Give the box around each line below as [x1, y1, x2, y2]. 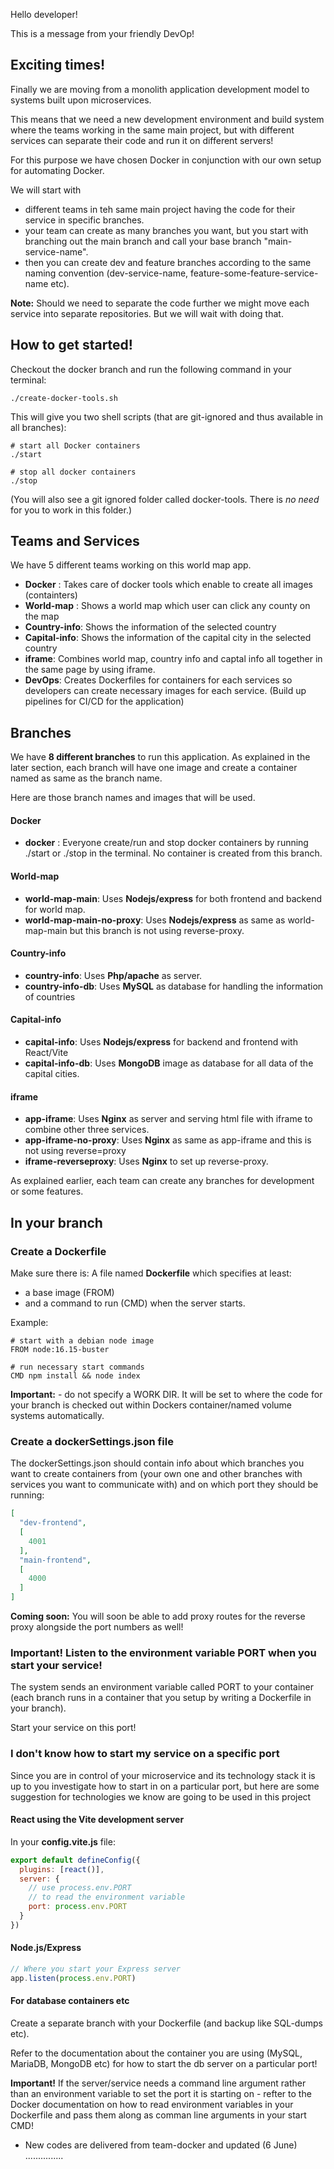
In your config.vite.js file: [10, 1835, 116, 1848]
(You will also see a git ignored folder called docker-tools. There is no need [10, 493, 320, 505]
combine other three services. [24, 1124, 150, 1136]
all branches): [10, 421, 67, 433]
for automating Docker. [10, 164, 105, 176]
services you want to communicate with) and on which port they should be [10, 1479, 319, 1491]
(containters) [24, 589, 78, 601]
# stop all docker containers [10, 467, 137, 477]
